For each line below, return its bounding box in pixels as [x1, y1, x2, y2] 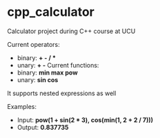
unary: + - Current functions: [17, 61, 99, 69]
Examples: [7, 102, 37, 110]
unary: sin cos [17, 75, 59, 83]
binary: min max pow [17, 68, 78, 77]
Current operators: [7, 40, 60, 48]
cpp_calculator [7, 4, 95, 20]
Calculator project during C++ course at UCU [7, 27, 136, 35]
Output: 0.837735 [17, 123, 69, 131]
